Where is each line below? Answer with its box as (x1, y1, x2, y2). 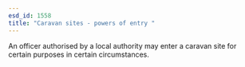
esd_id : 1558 (8, 11, 52, 20)
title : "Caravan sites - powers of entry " (8, 19, 156, 27)
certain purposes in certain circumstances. (8, 49, 150, 59)
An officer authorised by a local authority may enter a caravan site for (8, 41, 237, 50)
